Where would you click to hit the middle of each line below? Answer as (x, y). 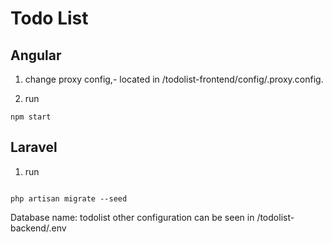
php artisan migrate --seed (69, 198)
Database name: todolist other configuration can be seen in (132, 217)
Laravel (34, 147)
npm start (31, 117)
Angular (36, 55)
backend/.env (38, 228)
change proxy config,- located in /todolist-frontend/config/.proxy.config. (174, 79)
